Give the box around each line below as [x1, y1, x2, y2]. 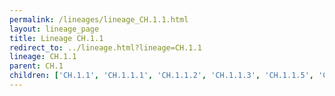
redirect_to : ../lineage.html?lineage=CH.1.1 [9, 42, 202, 53]
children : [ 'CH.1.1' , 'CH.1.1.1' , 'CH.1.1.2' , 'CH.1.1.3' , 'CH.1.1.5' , [9, 71, 314, 81]
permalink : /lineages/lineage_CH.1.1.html [9, 14, 189, 25]
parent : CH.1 [9, 61, 64, 71]
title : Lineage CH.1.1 [9, 33, 104, 43]
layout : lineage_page [9, 24, 100, 34]
